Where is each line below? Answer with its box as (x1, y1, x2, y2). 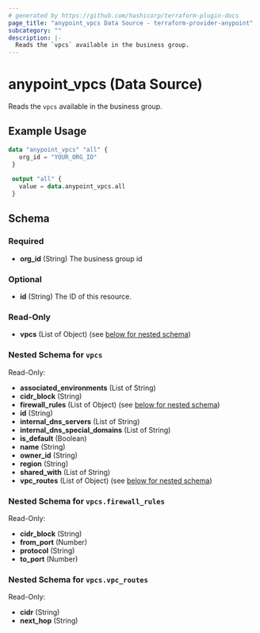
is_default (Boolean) (19, 434, 87, 443)
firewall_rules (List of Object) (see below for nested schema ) (19, 399, 220, 409)
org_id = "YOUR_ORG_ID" (18, 152, 97, 161)
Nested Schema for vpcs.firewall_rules (8, 496, 165, 507)
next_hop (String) (19, 616, 78, 626)
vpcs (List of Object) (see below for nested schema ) (19, 330, 192, 339)
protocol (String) (19, 546, 75, 555)
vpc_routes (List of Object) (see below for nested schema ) (19, 476, 212, 485)
